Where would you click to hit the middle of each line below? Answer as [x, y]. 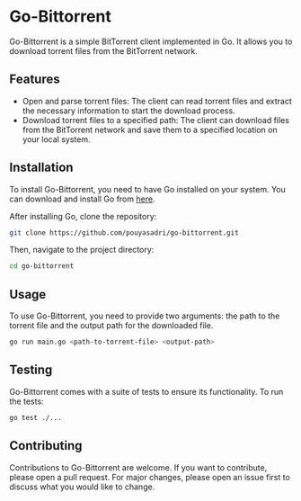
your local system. [56, 139]
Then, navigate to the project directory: [82, 250]
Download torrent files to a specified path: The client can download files [156, 120]
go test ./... [36, 417]
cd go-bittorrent [42, 266]
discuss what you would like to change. [82, 487]
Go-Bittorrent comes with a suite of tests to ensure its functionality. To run [146, 391]
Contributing [46, 446]
